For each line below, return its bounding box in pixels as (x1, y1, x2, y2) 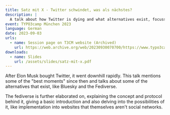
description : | (5, 12, 37, 17)
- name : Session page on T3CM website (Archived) (10, 40, 116, 45)
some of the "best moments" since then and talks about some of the (5, 78, 148, 84)
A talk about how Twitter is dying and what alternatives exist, (10, 17, 151, 22)
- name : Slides (10, 54, 42, 60)
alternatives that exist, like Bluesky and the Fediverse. (5, 84, 117, 90)
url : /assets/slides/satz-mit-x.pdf (14, 59, 92, 64)
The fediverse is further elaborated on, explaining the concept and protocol (5, 93, 162, 99)
